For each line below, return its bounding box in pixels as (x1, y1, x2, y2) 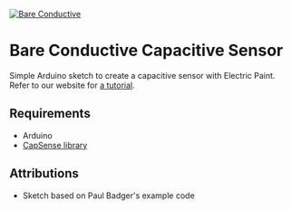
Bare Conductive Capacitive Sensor (9, 41, 284, 61)
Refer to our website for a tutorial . (9, 80, 135, 91)
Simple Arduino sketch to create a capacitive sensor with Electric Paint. (9, 70, 276, 81)
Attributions (9, 166, 80, 181)
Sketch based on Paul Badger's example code (22, 190, 195, 201)
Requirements (9, 106, 91, 121)
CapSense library (22, 139, 88, 150)
